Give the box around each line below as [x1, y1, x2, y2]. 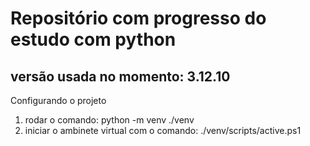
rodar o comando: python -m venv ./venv [24, 114, 195, 126]
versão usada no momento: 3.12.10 [10, 68, 231, 85]
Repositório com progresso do [10, 7, 267, 30]
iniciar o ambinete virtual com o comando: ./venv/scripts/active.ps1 [24, 125, 302, 136]
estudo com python [10, 28, 177, 51]
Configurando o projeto [10, 95, 107, 106]
